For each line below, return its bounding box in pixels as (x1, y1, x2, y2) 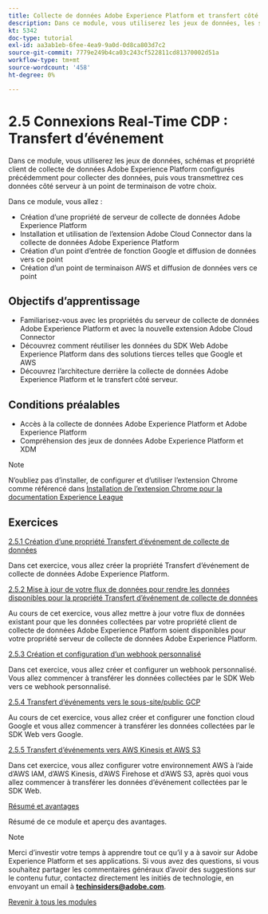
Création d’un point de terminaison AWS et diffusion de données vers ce (19, 262, 258, 272)
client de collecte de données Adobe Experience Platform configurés (8, 164, 235, 174)
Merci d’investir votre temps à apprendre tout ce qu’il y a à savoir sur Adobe (8, 848, 258, 857)
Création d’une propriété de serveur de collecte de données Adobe (19, 212, 241, 222)
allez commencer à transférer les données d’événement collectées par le (8, 778, 247, 786)
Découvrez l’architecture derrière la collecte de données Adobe (19, 366, 229, 376)
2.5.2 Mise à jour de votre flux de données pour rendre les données (8, 585, 230, 594)
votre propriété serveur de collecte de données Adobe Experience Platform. (8, 634, 258, 643)
